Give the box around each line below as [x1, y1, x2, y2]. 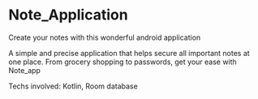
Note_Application [8, 6, 128, 24]
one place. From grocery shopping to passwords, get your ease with [8, 57, 237, 67]
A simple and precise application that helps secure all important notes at [8, 48, 250, 58]
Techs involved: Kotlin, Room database [8, 81, 138, 91]
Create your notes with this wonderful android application [8, 32, 201, 42]
